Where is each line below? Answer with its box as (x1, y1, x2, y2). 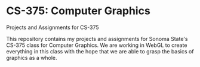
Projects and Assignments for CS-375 (6, 24, 100, 31)
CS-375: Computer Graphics (6, 4, 150, 18)
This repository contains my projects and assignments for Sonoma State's (6, 35, 188, 42)
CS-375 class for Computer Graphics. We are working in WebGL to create (6, 42, 187, 49)
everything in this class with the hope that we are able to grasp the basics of (6, 47, 194, 55)
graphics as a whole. (6, 54, 57, 61)
